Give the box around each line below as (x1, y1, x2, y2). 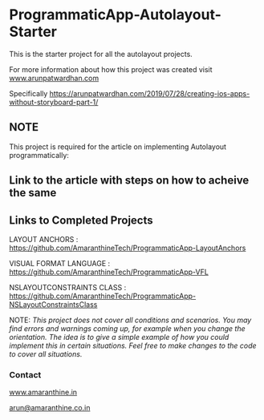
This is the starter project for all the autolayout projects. (9, 49, 193, 59)
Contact (9, 369, 42, 380)
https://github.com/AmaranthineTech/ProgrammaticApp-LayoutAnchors (9, 243, 246, 252)
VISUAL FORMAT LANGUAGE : (9, 258, 111, 268)
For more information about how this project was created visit (9, 64, 213, 74)
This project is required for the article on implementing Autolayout (9, 142, 227, 151)
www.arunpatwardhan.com (9, 73, 100, 83)
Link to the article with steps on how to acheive (9, 174, 250, 188)
